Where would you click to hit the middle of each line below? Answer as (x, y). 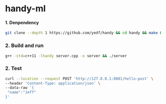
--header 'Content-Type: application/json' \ (53, 83)
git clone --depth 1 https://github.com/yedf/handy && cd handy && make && (85, 33)
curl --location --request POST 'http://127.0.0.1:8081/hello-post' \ (79, 79)
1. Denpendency (22, 22)
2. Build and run (24, 46)
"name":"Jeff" (22, 92)
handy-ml (25, 9)
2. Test (14, 69)
